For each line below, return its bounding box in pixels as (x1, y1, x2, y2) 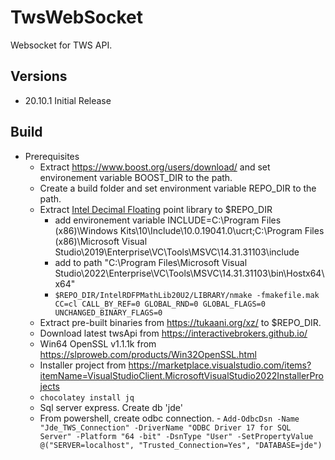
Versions (10, 68, 68, 85)
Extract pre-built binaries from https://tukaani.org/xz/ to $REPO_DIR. (39, 316, 322, 328)
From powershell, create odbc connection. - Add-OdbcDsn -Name (39, 412, 300, 424)
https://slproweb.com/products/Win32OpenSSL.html (39, 348, 257, 360)
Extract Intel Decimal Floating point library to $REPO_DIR (39, 203, 273, 215)
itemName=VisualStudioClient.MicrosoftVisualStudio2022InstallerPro (39, 369, 324, 381)
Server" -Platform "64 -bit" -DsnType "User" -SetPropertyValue (39, 431, 314, 441)
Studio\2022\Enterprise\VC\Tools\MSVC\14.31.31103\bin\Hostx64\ (54, 267, 325, 279)
